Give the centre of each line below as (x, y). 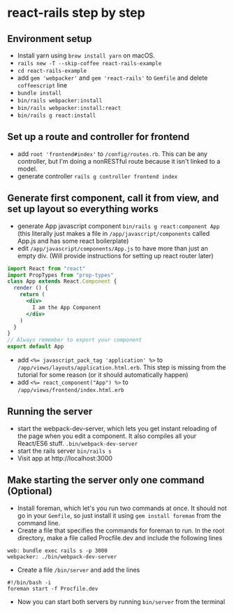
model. (27, 169)
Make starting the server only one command (106, 480)
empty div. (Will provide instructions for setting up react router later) (115, 255)
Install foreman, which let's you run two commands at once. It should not (122, 508)
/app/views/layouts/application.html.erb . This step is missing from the (122, 367)
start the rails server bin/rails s (64, 451)
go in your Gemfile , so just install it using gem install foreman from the (119, 515)
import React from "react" (46, 268)
